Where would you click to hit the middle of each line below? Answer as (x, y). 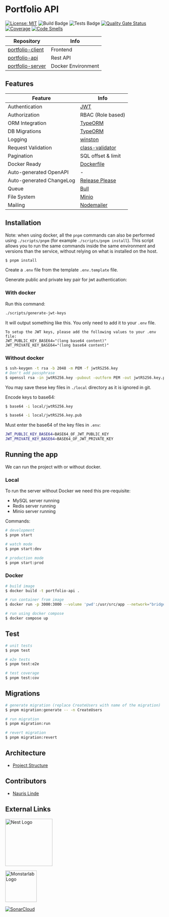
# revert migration (26, 733)
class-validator (98, 147)
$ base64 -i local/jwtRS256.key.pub (44, 415)
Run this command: (25, 304)
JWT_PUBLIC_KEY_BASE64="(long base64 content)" (56, 341)
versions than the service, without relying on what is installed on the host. (81, 251)
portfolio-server (27, 66)
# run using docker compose (35, 614)
